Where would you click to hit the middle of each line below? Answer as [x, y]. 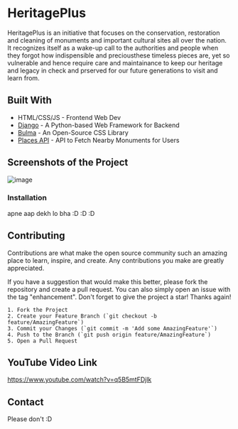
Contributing [36, 236]
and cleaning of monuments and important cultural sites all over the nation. [117, 40]
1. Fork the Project [38, 310]
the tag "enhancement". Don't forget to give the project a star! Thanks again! [119, 297]
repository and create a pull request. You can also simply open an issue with [119, 289]
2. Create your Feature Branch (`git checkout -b [82, 316]
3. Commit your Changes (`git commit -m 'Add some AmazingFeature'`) [113, 328]
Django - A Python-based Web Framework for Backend [98, 125]
